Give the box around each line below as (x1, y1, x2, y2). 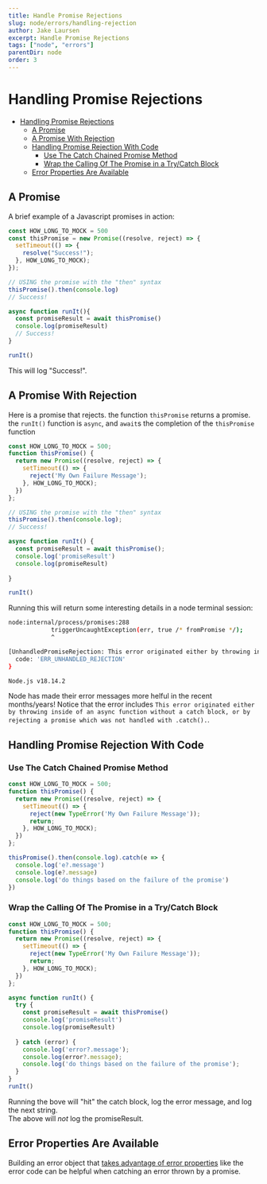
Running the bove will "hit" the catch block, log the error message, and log (8, 1096, 253, 1106)
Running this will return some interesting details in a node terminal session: (8, 603, 253, 613)
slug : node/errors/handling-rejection (8, 19, 137, 27)
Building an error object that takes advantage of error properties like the (8, 1158, 244, 1167)
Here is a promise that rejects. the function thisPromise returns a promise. (8, 410, 251, 419)
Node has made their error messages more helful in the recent (8, 691, 213, 701)
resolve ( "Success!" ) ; (22, 249, 94, 257)
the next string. (8, 1105, 58, 1115)
